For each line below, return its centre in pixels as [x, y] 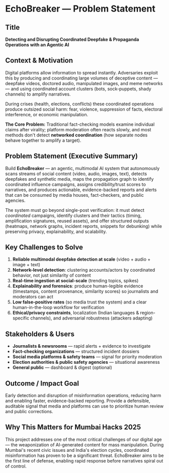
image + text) [26, 265]
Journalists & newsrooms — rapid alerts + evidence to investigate [81, 346]
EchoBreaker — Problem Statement [80, 9]
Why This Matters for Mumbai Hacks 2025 [73, 427]
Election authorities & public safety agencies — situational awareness [86, 362]
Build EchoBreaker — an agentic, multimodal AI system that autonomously [82, 168]
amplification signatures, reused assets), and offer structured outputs [77, 221]
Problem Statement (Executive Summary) [72, 156]
